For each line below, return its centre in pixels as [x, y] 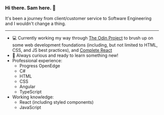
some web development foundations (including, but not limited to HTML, [85, 45]
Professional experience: [37, 61]
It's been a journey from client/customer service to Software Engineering [78, 19]
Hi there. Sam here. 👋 [31, 8]
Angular [27, 87]
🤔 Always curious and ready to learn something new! [65, 55]
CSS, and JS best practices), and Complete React [62, 50]
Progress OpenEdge [40, 66]
